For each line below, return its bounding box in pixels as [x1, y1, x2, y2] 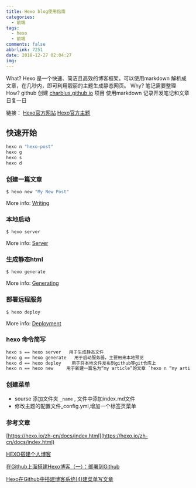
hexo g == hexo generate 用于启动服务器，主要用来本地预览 [6, 355, 145, 361]
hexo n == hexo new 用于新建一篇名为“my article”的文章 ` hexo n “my [6, 365, 177, 372]
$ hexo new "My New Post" [6, 189, 69, 195]
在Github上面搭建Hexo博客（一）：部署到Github [6, 463, 120, 470]
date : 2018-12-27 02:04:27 [6, 52, 72, 58]
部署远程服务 [6, 295, 43, 304]
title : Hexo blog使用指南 [6, 8, 66, 15]
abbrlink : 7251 [6, 47, 43, 53]
